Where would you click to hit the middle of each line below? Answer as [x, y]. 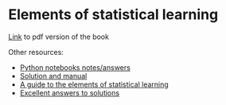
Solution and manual [53, 76]
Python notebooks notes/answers [75, 67]
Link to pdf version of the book [59, 37]
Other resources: [36, 52]
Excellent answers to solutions [70, 92]
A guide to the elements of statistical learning [94, 84]
